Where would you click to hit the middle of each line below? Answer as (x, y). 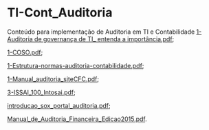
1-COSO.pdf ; (25, 52)
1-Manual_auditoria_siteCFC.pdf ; (53, 79)
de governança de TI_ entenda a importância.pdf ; (104, 39)
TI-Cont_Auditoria (60, 13)
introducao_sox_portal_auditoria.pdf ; (59, 105)
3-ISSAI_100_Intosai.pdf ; (41, 92)
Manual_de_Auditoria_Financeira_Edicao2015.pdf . (77, 119)
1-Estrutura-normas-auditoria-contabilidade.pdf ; (76, 65)
